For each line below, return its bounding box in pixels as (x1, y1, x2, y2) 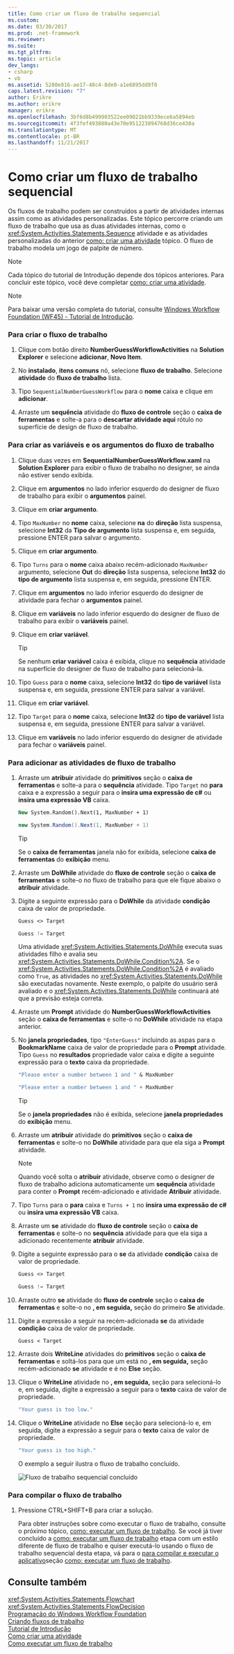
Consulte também (8, 1576, 87, 1588)
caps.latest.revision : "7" (8, 88, 86, 94)
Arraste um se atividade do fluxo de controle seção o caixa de (17, 1222, 199, 1230)
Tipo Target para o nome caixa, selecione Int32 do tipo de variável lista (17, 712, 224, 720)
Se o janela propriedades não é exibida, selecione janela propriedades (17, 1110, 224, 1118)
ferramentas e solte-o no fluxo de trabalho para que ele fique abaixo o (17, 876, 222, 884)
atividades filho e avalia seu (17, 950, 98, 959)
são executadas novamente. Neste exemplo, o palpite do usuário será (17, 979, 218, 988)
